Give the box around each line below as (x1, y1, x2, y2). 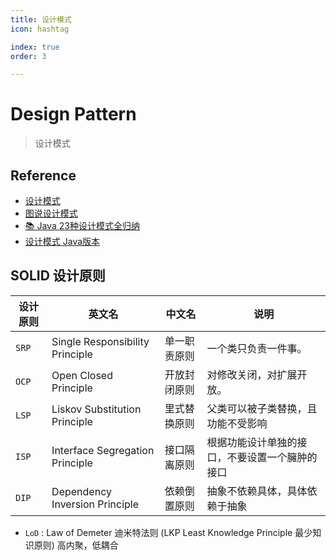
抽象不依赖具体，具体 (206, 484, 308, 498)
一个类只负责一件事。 (206, 341, 308, 355)
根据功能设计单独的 (206, 435, 298, 449)
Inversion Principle (51, 497, 140, 511)
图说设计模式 (24, 207, 78, 219)
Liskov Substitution (51, 402, 142, 416)
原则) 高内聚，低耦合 (33, 539, 119, 551)
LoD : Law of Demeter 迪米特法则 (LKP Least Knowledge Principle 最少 (24, 526, 313, 538)
